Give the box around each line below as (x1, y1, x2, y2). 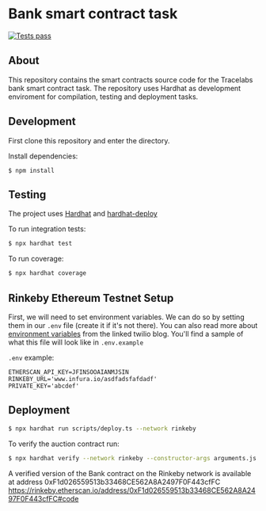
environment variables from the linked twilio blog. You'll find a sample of (8, 329, 244, 338)
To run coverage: (8, 254, 64, 264)
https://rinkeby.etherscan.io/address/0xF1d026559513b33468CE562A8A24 (8, 485, 256, 495)
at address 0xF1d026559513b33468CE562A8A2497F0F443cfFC (8, 477, 221, 486)
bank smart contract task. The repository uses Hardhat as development (8, 83, 241, 93)
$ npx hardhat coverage (8, 269, 87, 277)
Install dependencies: (8, 151, 78, 161)
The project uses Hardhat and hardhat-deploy (8, 209, 158, 219)
